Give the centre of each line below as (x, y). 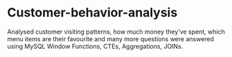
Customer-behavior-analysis (92, 13)
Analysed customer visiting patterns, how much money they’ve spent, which (116, 32)
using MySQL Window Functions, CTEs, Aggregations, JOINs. (95, 46)
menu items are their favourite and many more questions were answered (111, 38)
